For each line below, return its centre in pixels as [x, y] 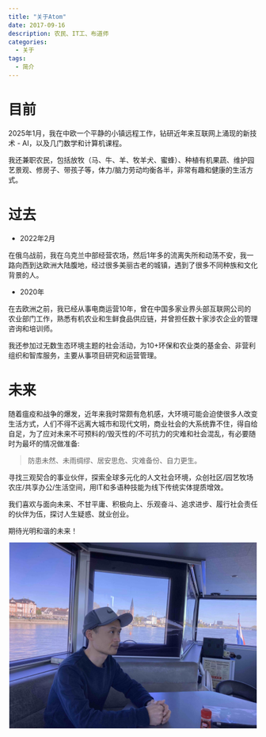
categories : [28, 42]
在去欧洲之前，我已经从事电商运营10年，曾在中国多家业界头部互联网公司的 [130, 309]
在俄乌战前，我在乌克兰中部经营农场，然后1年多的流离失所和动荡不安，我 [127, 255]
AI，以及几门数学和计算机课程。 [74, 143]
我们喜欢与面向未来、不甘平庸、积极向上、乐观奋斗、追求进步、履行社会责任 [133, 504]
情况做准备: [61, 443]
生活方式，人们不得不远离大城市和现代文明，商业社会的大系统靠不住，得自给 [133, 424]
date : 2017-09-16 [37, 25]
